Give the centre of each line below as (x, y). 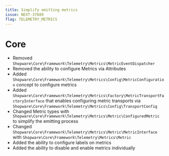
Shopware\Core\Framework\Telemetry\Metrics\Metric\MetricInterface (85, 132)
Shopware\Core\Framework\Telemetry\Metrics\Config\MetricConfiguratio (88, 80)
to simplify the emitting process (45, 121)
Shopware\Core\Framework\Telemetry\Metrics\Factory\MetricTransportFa (88, 96)
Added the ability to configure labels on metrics (62, 143)
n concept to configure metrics (45, 85)
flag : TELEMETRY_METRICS (31, 19)
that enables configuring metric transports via (93, 101)
